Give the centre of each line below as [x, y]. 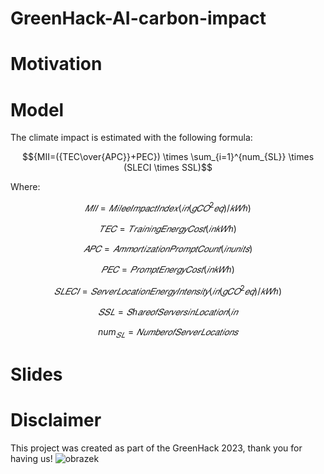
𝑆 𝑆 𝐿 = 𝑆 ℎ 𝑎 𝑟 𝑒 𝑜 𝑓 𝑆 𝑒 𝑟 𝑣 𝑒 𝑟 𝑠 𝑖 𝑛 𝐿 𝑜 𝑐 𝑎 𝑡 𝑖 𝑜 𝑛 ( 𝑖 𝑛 [168, 311]
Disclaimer [56, 419]
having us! [31, 458]
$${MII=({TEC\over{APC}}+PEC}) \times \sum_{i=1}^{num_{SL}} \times [168, 157]
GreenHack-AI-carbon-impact [138, 18]
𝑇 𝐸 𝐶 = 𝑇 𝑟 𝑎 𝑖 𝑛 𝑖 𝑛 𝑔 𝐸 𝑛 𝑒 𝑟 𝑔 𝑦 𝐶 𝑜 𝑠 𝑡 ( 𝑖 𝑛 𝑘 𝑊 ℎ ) [168, 228]
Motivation [56, 64]
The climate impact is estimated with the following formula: [131, 138]
